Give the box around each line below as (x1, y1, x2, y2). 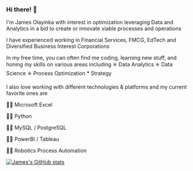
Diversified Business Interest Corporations (6, 43, 110, 50)
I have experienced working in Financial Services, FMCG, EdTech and (6, 37, 176, 44)
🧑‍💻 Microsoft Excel (6, 101, 53, 108)
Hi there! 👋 (6, 5, 37, 14)
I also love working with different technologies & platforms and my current (6, 83, 187, 91)
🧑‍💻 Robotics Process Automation (6, 147, 87, 154)
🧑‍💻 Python (6, 112, 32, 120)
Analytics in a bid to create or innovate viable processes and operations (6, 25, 182, 32)
